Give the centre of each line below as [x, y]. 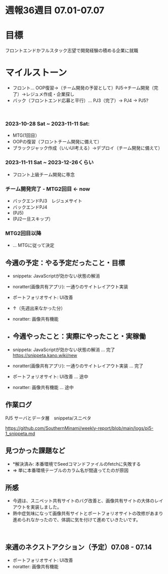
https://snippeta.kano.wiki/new [45, 355]
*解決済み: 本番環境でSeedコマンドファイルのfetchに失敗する [77, 464]
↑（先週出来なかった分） [39, 308]
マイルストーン [36, 73]
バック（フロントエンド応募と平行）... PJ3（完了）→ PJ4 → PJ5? [80, 101]
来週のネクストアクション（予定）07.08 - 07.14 [79, 547]
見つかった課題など [35, 451]
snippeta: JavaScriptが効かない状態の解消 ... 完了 [64, 350]
